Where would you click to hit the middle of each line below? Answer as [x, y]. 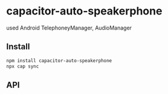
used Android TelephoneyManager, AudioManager [69, 28]
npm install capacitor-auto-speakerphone [59, 61]
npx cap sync [23, 66]
